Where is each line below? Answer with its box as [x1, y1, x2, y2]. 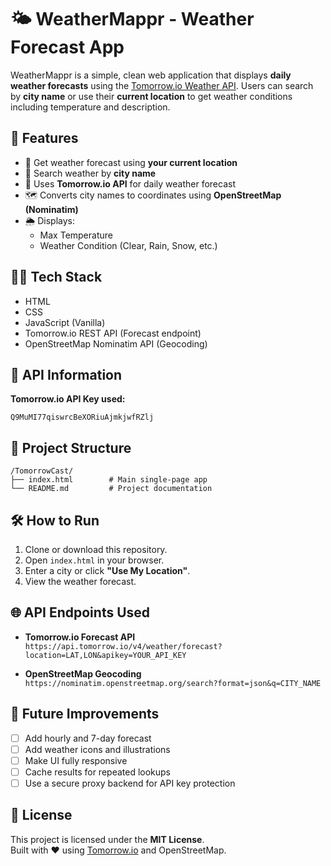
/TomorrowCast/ [10, 466, 74, 476]
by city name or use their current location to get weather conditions [10, 90, 293, 102]
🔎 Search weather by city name [24, 167, 157, 179]
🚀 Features [10, 130, 79, 147]
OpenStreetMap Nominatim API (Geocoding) [24, 337, 208, 350]
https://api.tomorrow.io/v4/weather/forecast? [24, 641, 223, 651]
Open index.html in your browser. [24, 554, 165, 566]
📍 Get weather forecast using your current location [24, 156, 238, 168]
